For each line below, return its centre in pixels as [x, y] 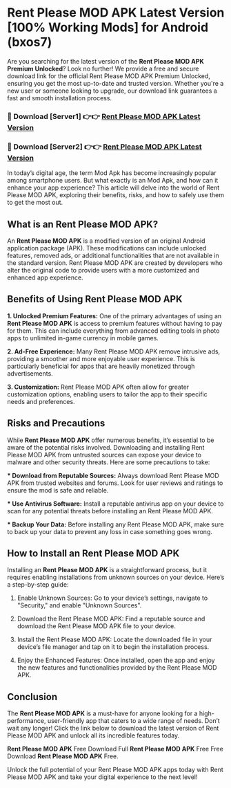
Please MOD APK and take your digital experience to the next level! [102, 777]
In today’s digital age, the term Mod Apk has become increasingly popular [112, 173]
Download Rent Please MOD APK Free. [63, 756]
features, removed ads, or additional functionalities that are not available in [113, 255]
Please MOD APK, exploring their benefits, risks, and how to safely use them [115, 195]
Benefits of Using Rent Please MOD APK [95, 299]
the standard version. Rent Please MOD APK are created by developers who [115, 263]
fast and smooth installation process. [60, 98]
